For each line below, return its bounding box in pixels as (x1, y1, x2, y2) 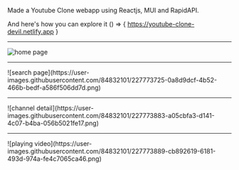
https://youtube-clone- (127, 20, 195, 28)
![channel (7, 104, 36, 112)
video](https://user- (34, 139, 92, 148)
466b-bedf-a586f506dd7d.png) (7, 83, 101, 92)
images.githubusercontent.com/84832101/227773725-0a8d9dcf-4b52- (7, 76, 218, 84)
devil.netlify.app (7, 28, 55, 36)
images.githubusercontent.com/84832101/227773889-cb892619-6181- (7, 147, 216, 155)
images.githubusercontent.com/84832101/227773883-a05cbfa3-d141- (7, 112, 215, 119)
